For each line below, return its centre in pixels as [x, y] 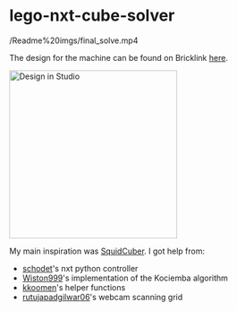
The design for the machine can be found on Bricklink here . [118, 57]
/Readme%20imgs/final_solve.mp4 [74, 40]
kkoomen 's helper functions [74, 287]
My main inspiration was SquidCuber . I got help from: [107, 251]
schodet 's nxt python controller [80, 268]
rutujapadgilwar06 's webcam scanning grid [102, 297]
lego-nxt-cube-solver [92, 16]
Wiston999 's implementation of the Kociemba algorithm [125, 278]
